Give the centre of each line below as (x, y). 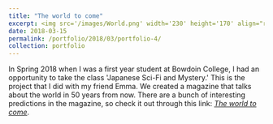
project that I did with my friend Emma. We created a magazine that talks (130, 87)
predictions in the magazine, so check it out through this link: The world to (133, 104)
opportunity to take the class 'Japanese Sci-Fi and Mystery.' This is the (127, 78)
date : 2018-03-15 (38, 31)
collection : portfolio (47, 46)
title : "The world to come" (56, 16)
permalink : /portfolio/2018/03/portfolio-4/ (85, 38)
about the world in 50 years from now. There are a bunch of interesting (127, 95)
